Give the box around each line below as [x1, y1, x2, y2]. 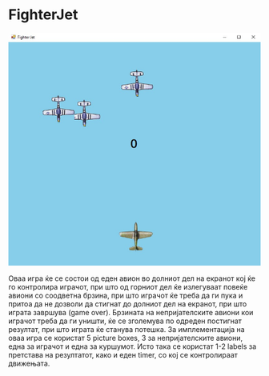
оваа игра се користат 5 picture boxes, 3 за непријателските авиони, [8, 334, 243, 343]
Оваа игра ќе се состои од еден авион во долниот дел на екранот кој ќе [8, 274, 256, 283]
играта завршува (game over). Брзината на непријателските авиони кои [8, 308, 254, 318]
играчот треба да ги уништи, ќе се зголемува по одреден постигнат [8, 316, 243, 326]
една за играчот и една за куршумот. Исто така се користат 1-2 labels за [8, 342, 257, 351]
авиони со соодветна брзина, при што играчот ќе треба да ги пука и [8, 290, 243, 301]
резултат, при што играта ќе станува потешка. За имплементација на [8, 325, 246, 334]
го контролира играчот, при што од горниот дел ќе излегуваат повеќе [8, 282, 248, 292]
